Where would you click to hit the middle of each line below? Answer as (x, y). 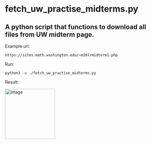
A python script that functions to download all (76, 27)
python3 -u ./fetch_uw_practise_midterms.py (51, 73)
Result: (12, 82)
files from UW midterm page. (50, 34)
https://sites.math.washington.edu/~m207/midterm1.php (61, 55)
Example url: (17, 46)
